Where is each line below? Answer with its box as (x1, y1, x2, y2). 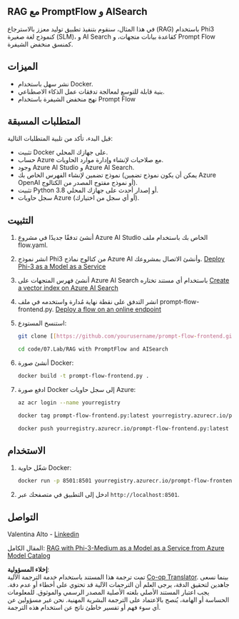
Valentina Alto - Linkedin (7, 530, 80, 538)
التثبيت (7, 214, 34, 226)
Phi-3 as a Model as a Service (17, 262, 106, 271)
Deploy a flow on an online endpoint (55, 305, 162, 313)
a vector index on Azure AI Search (17, 283, 119, 292)
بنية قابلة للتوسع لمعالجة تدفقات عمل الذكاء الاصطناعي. (17, 87, 166, 96)
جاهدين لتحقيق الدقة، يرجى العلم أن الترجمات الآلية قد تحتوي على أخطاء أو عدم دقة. (7, 580, 230, 588)
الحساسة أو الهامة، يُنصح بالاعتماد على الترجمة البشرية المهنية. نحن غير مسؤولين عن (7, 595, 230, 604)
